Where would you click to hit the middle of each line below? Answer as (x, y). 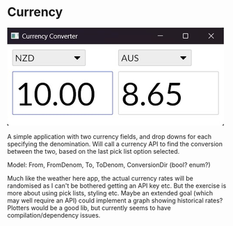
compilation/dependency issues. (54, 215)
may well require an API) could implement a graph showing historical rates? (115, 200)
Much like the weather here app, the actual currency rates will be (100, 178)
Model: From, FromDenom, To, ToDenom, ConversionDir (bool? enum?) (109, 165)
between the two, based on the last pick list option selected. (94, 151)
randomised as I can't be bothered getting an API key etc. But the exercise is (117, 186)
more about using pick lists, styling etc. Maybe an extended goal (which (110, 193)
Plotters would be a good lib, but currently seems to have (89, 208)
